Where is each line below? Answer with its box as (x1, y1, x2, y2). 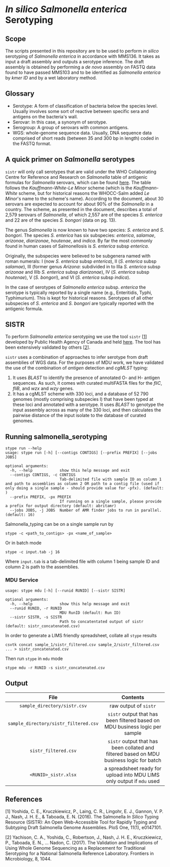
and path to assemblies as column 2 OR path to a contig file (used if (5, 481, 159, 486)
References (5, 795, 42, 803)
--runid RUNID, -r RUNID (10, 606, 62, 611)
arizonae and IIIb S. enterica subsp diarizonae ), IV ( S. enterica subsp (5, 269, 150, 275)
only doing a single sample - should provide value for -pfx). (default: (5, 486, 164, 491)
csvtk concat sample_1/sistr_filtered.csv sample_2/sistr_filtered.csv (5, 642, 159, 647)
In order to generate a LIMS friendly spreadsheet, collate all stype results (5, 632, 157, 638)
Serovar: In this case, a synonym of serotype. (12, 119, 107, 125)
